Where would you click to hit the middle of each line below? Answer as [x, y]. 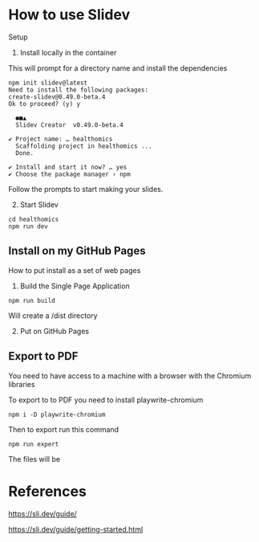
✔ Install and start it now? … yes [68, 167]
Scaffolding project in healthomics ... [84, 146]
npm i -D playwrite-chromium [57, 414]
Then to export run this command [63, 429]
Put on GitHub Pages [55, 331]
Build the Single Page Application [75, 286]
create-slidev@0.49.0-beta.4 [57, 97]
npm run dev [28, 226]
